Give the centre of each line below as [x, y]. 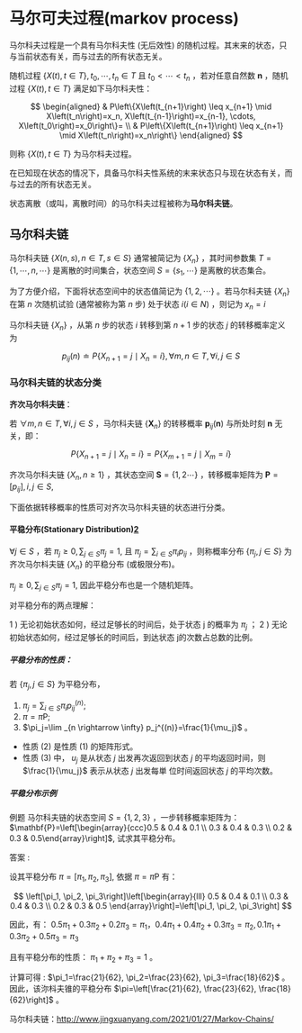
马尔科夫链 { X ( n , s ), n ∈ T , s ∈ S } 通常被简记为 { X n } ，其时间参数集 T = [141, 259]
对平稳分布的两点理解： [53, 605]
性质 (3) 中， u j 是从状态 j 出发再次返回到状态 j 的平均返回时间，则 [144, 759]
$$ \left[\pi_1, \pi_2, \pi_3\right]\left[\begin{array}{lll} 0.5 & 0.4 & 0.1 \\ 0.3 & [151, 896]
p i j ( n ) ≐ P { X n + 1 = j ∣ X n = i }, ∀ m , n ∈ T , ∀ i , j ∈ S [151, 357]
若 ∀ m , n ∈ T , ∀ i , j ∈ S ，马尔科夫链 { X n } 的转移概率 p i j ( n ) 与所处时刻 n [141, 424]
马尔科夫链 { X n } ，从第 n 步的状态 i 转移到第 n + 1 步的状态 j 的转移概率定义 [147, 326]
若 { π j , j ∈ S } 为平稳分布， [57, 685]
